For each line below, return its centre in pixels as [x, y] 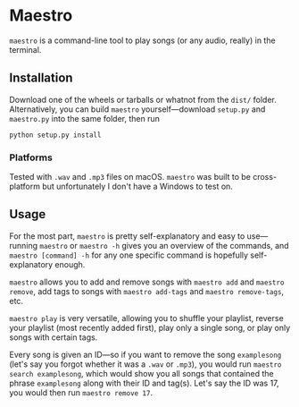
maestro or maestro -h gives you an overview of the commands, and [164, 245]
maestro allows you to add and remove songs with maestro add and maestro [147, 282]
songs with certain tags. [54, 337]
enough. [70, 264]
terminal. [25, 49]
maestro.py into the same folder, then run [85, 118]
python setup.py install [55, 135]
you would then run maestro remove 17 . [81, 392]
